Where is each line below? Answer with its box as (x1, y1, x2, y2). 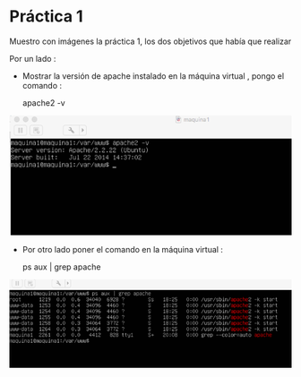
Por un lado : (9, 53, 56, 64)
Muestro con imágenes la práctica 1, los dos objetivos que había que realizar (9, 36, 292, 47)
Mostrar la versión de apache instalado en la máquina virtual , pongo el (21, 70, 285, 81)
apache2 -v (21, 97, 65, 108)
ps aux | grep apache (21, 261, 101, 272)
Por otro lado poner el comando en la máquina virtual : (21, 244, 224, 254)
